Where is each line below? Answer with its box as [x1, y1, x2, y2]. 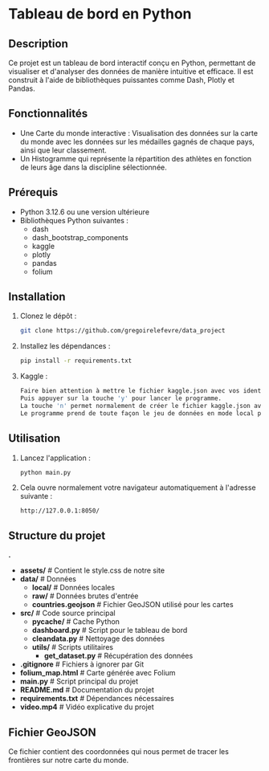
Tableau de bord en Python [8, 5, 192, 23]
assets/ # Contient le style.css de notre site [19, 565, 165, 575]
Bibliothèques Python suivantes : [19, 215, 128, 225]
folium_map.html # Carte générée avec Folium [19, 668, 176, 678]
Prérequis [8, 186, 59, 199]
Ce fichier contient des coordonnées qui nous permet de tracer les [8, 747, 229, 756]
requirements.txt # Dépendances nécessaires [19, 694, 174, 704]
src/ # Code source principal [19, 608, 116, 618]
